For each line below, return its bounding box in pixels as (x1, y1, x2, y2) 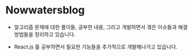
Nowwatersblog (5, 3, 85, 17)
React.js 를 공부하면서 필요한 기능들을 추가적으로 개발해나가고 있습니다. (13, 43, 178, 50)
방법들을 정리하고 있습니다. (13, 30, 76, 38)
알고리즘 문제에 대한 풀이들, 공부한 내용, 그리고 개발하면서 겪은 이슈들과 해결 (13, 23, 188, 30)
